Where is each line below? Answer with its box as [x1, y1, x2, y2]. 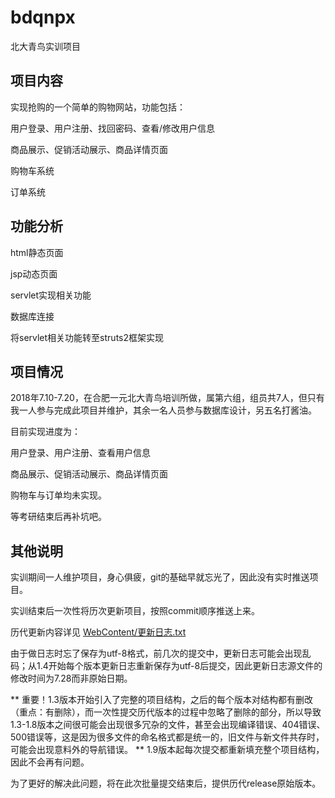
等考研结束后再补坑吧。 [10, 511, 107, 523]
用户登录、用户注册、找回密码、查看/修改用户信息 [10, 122, 216, 134]
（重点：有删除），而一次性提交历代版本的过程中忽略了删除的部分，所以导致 [10, 706, 322, 718]
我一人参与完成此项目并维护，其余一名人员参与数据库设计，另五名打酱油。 [10, 404, 317, 416]
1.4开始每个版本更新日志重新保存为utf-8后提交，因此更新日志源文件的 [36, 660, 323, 672]
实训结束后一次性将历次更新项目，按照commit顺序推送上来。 [10, 605, 260, 617]
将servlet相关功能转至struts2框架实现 [10, 331, 164, 343]
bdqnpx [10, 6, 76, 29]
